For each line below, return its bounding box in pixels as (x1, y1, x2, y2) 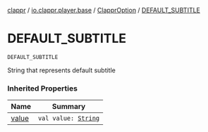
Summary (51, 102, 86, 112)
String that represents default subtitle (7, 66, 116, 74)
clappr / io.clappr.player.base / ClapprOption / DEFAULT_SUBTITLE (7, 6, 201, 14)
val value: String (37, 114, 100, 122)
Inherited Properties (7, 84, 78, 93)
